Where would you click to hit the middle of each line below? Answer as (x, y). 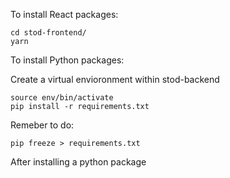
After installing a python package (78, 162)
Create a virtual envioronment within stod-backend (115, 79)
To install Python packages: (67, 60)
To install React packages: (64, 14)
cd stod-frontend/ (48, 33)
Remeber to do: (42, 125)
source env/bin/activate (62, 98)
